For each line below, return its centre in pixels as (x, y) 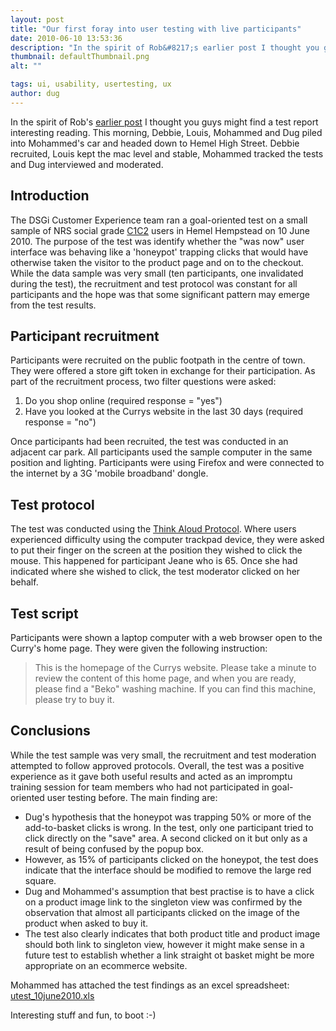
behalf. (24, 582)
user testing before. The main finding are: (132, 797)
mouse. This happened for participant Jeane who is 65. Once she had (154, 561)
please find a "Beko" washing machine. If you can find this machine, (175, 689)
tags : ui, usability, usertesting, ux (91, 84)
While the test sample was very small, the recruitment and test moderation (163, 755)
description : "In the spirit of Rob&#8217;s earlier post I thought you (165, 47)
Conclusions (50, 731)
